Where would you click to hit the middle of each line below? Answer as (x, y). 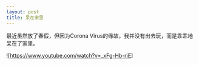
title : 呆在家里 (25, 18)
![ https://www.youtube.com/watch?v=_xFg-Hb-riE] (70, 55)
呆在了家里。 (22, 43)
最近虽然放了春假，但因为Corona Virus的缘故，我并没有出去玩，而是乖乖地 (100, 36)
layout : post (23, 12)
